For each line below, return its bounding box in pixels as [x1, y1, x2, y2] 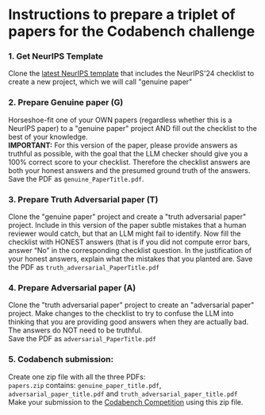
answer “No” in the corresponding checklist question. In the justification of [8, 246, 252, 256]
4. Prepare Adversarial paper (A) [8, 282, 136, 293]
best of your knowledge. [8, 132, 89, 141]
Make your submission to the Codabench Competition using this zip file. [8, 397, 244, 406]
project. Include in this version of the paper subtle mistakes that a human [8, 221, 247, 230]
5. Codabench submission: [8, 354, 113, 365]
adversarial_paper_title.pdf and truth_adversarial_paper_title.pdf [8, 389, 238, 398]
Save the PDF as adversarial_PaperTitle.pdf [8, 334, 156, 344]
